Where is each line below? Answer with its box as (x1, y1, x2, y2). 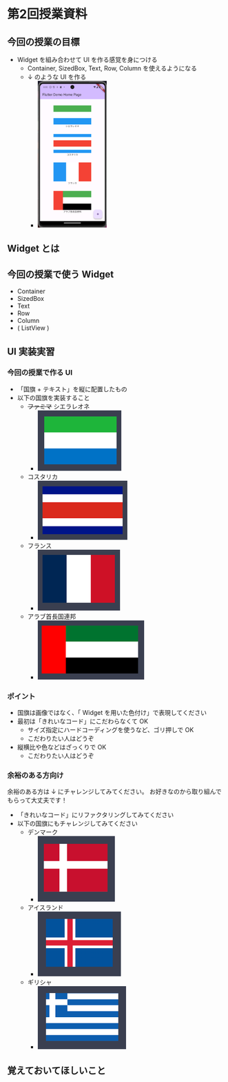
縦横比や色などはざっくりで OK (17, 743, 107, 751)
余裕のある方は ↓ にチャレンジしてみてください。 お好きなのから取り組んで (7, 787, 222, 796)
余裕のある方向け (7, 771, 64, 780)
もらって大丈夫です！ (7, 796, 68, 805)
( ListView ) (17, 324, 50, 332)
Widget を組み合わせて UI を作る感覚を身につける (17, 56, 158, 63)
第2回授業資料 (7, 6, 87, 22)
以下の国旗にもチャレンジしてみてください (17, 819, 138, 828)
